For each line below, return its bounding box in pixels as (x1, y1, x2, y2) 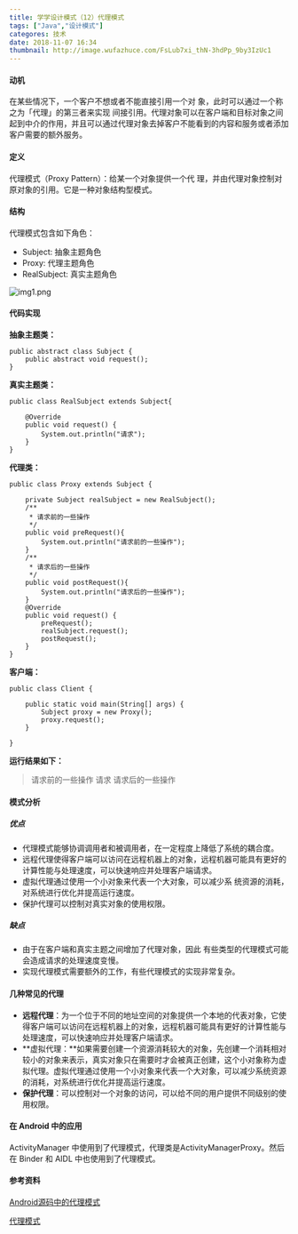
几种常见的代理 (9, 989, 64, 999)
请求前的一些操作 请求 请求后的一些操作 (30, 774, 176, 785)
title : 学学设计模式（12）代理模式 (9, 12, 125, 22)
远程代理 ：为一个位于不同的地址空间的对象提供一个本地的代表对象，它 (21, 1010, 279, 1021)
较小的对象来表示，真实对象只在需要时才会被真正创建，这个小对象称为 (21, 1054, 279, 1065)
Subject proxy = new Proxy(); (41, 708, 153, 717)
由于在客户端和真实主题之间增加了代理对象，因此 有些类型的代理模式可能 (21, 944, 289, 955)
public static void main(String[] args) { (25, 700, 184, 709)
